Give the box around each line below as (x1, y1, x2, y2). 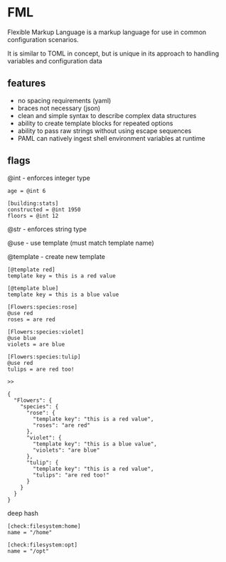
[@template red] (7, 266, 55, 273)
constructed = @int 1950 (7, 206, 81, 213)
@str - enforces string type (7, 225, 87, 233)
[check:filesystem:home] (7, 522, 81, 530)
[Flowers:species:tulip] (7, 353, 81, 360)
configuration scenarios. (7, 35, 80, 43)
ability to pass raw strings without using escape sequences (17, 126, 192, 135)
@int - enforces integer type (7, 174, 90, 182)
